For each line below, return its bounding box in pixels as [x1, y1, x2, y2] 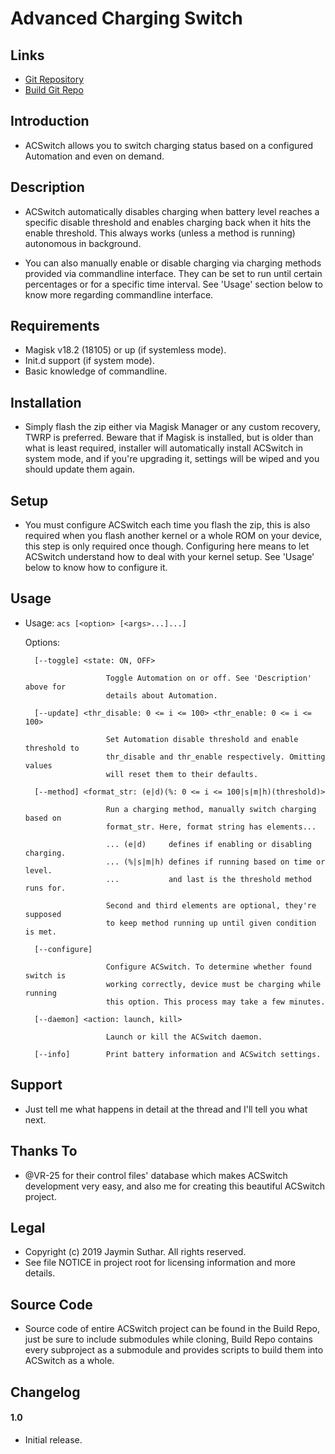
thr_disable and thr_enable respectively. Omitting [105, 752, 326, 762]
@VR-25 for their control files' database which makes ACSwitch [24, 1169, 288, 1181]
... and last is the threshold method [105, 874, 312, 884]
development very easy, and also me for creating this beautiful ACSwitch [24, 1180, 326, 1192]
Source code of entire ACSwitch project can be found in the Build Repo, [24, 1323, 321, 1335]
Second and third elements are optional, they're [105, 900, 317, 911]
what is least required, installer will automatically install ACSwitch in [24, 442, 304, 454]
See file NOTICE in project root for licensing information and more [24, 1257, 297, 1269]
